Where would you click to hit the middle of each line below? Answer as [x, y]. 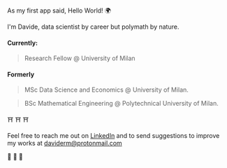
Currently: [23, 43]
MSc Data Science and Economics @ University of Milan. [106, 90]
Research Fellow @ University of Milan [80, 58]
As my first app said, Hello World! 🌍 [59, 10]
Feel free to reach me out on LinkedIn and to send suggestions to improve [113, 136]
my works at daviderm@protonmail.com [65, 143]
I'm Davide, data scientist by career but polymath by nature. [93, 27]
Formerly [21, 74]
